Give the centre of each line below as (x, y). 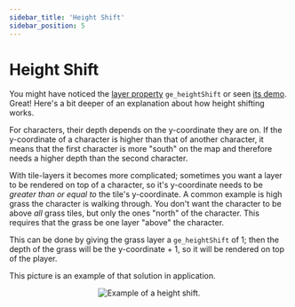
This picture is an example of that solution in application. (112, 276)
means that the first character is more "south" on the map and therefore (141, 149)
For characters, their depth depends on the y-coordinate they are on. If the (146, 130)
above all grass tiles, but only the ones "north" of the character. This (135, 213)
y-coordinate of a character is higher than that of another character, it (136, 139)
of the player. (33, 259)
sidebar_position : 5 (48, 26)
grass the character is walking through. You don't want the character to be (145, 204)
